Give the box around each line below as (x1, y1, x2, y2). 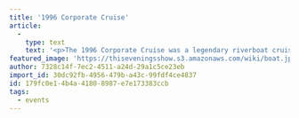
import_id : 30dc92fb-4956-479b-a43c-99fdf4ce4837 (9, 71, 198, 80)
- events (17, 95, 50, 105)
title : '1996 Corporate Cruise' (9, 12, 129, 22)
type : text (25, 37, 66, 47)
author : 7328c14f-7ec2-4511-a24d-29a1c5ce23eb (9, 63, 185, 72)
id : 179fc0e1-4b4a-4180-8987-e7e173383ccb (9, 79, 169, 88)
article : (9, 21, 42, 30)
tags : (9, 87, 29, 96)
